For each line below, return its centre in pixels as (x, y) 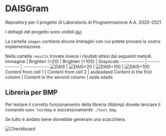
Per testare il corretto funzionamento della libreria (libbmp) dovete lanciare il (83, 104)
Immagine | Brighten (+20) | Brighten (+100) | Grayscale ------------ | (76, 61)
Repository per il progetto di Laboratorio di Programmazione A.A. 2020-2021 (83, 22)
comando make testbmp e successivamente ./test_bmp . (61, 109)
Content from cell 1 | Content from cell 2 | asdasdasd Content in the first (79, 71)
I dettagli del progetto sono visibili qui (43, 32)
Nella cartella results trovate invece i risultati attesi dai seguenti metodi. (79, 56)
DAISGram (27, 9)
